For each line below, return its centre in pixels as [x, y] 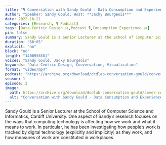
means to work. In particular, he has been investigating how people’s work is [83, 127]
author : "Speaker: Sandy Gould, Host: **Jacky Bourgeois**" [68, 14]
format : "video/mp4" [26, 70]
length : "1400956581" [27, 56]
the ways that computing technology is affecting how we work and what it [80, 122]
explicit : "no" [21, 47]
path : [15, 93]
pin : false [16, 33]
